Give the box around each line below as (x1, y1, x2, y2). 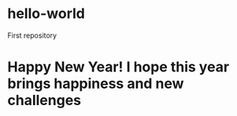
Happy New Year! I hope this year (7, 58, 230, 76)
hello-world (7, 5, 86, 23)
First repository (7, 31, 57, 40)
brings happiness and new (7, 75, 184, 92)
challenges (7, 92, 82, 110)
